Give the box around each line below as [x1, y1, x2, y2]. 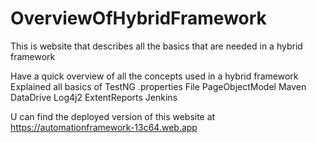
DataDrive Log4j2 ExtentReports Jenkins [10, 91, 178, 103]
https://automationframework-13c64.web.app [10, 121, 198, 133]
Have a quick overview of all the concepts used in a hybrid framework [10, 70, 299, 82]
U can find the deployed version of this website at [10, 110, 216, 122]
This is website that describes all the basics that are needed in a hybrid [10, 40, 303, 52]
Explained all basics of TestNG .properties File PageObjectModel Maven [10, 80, 307, 92]
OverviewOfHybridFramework [10, 7, 267, 30]
